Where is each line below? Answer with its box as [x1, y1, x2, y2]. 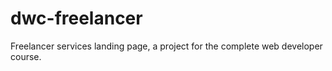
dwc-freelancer [10, 7, 143, 30]
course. [10, 50, 42, 62]
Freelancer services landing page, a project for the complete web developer [10, 40, 323, 52]
